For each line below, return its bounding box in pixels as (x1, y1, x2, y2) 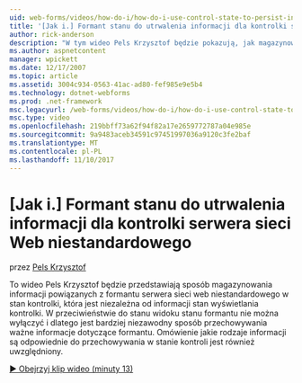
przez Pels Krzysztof (9, 262, 87, 272)
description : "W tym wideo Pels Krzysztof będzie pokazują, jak (9, 38, 255, 48)
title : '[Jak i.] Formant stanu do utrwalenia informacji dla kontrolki (9, 22, 288, 31)
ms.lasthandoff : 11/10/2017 (9, 155, 115, 165)
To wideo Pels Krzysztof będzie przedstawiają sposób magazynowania (9, 280, 272, 290)
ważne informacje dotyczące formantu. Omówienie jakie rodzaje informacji (9, 327, 287, 338)
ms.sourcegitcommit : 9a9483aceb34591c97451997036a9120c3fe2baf (9, 130, 252, 139)
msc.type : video (9, 113, 70, 122)
